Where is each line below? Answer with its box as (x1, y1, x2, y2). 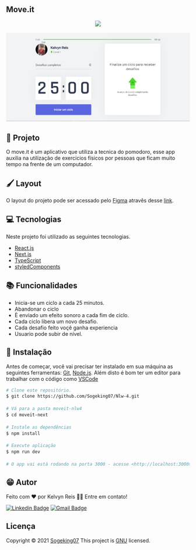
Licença (6, 521, 36, 531)
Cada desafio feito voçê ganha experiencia (14, 324, 118, 331)
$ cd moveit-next (6, 412, 48, 418)
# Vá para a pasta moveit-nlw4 (6, 406, 82, 412)
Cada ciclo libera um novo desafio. (14, 318, 98, 325)
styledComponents (14, 263, 61, 270)
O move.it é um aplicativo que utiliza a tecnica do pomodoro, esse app (6, 149, 175, 156)
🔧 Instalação (6, 348, 52, 357)
